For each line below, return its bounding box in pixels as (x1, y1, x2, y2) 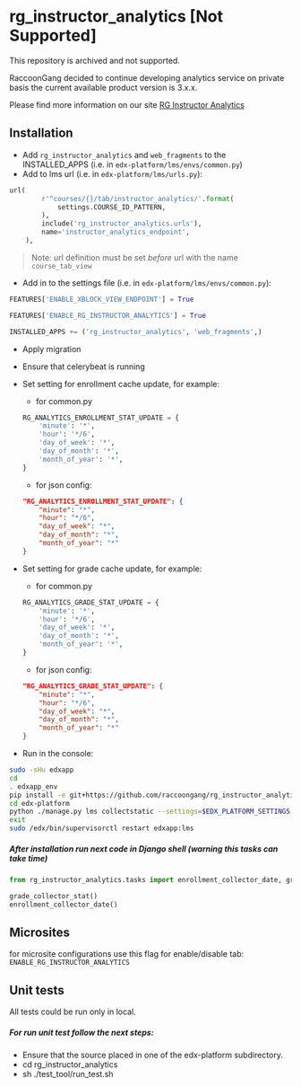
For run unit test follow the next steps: (9, 1027, 154, 1038)
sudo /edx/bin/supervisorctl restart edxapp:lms (9, 824, 194, 833)
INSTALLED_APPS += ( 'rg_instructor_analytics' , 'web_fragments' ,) (9, 327, 262, 336)
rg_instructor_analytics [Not (9, 6, 224, 27)
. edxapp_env (9, 782, 58, 791)
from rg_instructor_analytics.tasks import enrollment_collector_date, (9, 875, 282, 884)
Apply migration (21, 343, 82, 354)
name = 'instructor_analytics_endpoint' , (41, 227, 191, 237)
